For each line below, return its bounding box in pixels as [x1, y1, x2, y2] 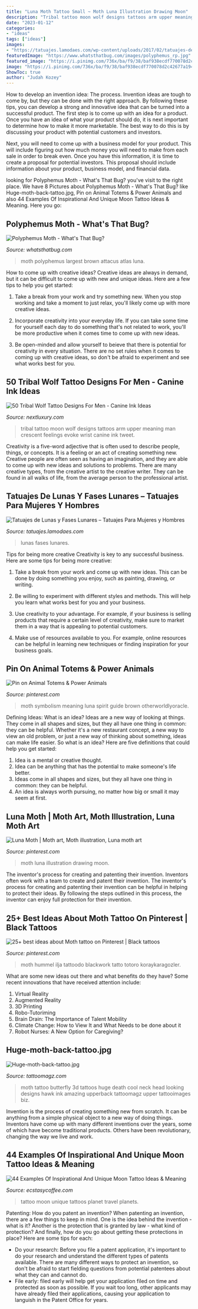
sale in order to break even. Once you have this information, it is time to [6, 153, 180, 160]
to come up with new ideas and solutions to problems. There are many [6, 461, 177, 468]
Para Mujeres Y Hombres [6, 500, 100, 510]
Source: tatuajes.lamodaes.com [6, 528, 84, 535]
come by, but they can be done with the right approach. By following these [6, 97, 187, 104]
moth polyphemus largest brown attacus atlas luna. [20, 257, 146, 264]
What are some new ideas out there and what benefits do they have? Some [6, 972, 189, 980]
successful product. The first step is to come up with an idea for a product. [6, 110, 188, 117]
